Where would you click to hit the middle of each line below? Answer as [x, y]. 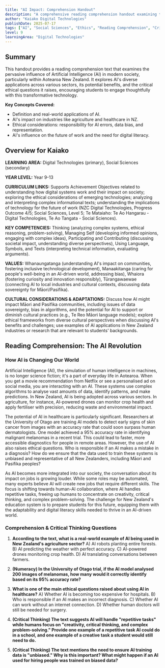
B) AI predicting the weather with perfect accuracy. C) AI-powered [79, 549]
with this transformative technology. [41, 95]
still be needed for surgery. [40, 610]
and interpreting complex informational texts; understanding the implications [82, 202]
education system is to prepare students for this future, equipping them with [82, 505]
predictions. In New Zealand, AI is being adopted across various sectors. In [81, 397]
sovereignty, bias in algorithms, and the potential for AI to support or [74, 309]
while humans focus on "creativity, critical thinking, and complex [80, 625]
